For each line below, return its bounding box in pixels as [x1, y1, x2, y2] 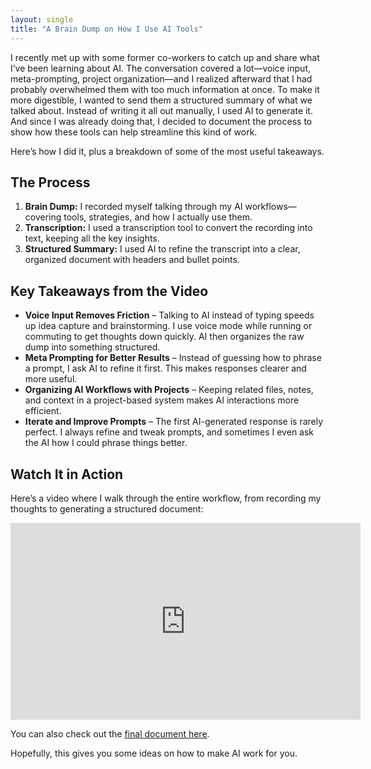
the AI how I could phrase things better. [24, 437, 188, 449]
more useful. [24, 373, 78, 385]
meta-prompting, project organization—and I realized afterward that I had [10, 72, 313, 85]
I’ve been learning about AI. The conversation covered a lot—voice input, [10, 62, 311, 74]
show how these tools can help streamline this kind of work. [10, 126, 258, 138]
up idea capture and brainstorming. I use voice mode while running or [24, 320, 313, 332]
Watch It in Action [10, 466, 124, 483]
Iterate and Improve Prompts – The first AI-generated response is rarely [24, 416, 324, 428]
